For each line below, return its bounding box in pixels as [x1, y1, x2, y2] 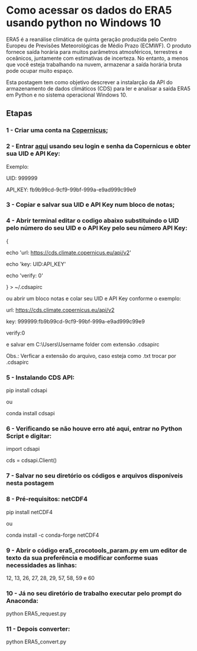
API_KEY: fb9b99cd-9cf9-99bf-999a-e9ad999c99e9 [6, 186, 137, 193]
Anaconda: [6, 597, 39, 605]
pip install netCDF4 [6, 508, 53, 515]
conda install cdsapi [6, 410, 55, 417]
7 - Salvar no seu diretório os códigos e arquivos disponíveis [6, 472, 183, 480]
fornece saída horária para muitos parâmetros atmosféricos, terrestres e [6, 48, 182, 55]
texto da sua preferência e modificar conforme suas [6, 553, 159, 562]
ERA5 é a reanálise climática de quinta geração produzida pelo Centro [6, 36, 177, 43]
